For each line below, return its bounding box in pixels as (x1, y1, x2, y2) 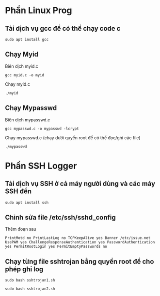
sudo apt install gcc (5, 37, 49, 42)
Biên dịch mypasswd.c (5, 117, 50, 123)
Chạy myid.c (5, 81, 30, 87)
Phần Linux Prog (5, 5, 72, 16)
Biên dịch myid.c (5, 63, 39, 69)
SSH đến (5, 187, 32, 196)
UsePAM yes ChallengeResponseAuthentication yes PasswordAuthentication (5, 240, 155, 245)
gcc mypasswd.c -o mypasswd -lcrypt (5, 126, 79, 131)
